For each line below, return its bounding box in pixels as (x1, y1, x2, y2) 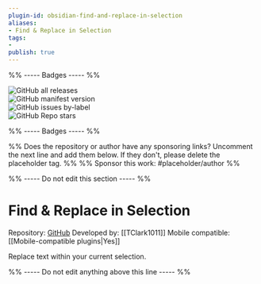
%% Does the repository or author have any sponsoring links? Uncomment (8, 142, 253, 151)
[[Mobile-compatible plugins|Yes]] (8, 236, 121, 246)
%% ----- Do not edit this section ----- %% (8, 174, 152, 183)
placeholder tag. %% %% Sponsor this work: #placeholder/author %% (8, 159, 240, 167)
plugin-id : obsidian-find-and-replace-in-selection (8, 11, 182, 20)
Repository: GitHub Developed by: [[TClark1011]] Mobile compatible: (8, 228, 230, 237)
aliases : (8, 19, 37, 27)
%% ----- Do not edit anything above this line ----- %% (8, 267, 191, 276)
